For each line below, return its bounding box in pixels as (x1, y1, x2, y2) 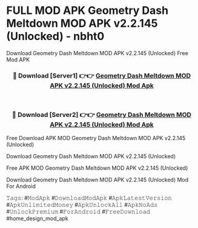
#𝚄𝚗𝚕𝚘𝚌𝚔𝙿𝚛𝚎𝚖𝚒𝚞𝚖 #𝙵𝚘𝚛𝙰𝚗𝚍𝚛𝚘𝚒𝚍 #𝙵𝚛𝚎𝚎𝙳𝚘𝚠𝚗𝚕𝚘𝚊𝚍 (6, 207, 150, 215)
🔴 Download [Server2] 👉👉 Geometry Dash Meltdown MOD (12, 110, 192, 119)
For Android (6, 183, 36, 190)
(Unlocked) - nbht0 (6, 30, 105, 43)
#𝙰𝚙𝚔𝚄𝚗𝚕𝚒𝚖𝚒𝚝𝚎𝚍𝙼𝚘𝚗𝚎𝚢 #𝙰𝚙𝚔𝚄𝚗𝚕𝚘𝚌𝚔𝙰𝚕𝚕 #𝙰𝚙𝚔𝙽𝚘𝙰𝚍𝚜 (6, 201, 158, 208)
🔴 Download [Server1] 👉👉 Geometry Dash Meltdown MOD (12, 71, 191, 79)
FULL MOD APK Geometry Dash (6, 4, 168, 18)
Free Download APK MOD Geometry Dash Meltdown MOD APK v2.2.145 (6, 134, 186, 141)
